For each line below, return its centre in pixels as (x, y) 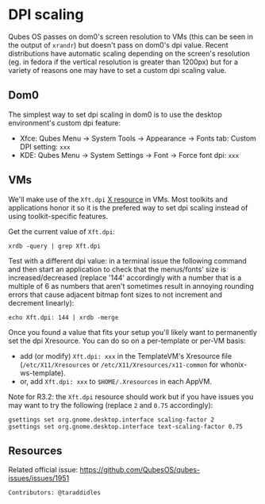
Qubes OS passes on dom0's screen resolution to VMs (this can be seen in (131, 37)
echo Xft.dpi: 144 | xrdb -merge (63, 317)
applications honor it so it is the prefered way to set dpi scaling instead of (128, 207)
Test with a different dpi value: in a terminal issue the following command (128, 260)
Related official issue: (43, 470)
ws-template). (42, 373)
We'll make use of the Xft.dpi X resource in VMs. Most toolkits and (118, 199)
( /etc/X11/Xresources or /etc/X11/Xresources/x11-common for (119, 364)
